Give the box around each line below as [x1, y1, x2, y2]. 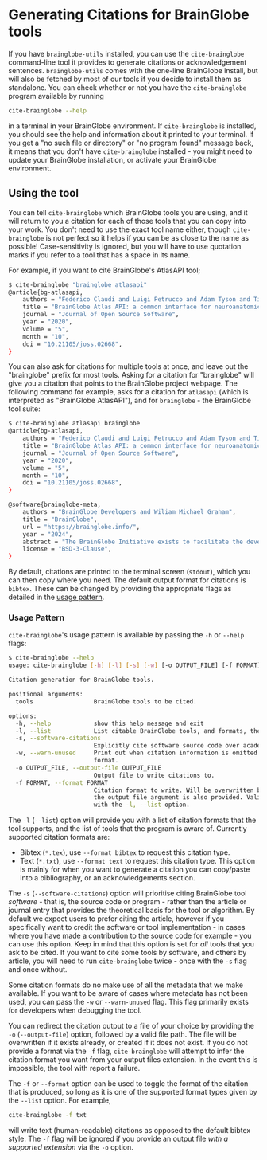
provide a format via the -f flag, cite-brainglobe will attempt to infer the [8, 1046, 245, 1056]
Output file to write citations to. [93, 771, 215, 779]
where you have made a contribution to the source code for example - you [8, 931, 252, 941]
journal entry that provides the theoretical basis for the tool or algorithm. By [8, 906, 255, 915]
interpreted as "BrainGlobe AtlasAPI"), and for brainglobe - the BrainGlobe [8, 396, 252, 406]
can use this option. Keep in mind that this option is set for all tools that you [8, 939, 255, 949]
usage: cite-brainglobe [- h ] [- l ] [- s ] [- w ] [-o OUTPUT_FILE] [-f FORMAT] [8, 661, 261, 670]
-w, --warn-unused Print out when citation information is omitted [15, 749, 258, 758]
